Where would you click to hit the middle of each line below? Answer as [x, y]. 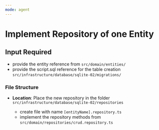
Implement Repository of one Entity [80, 34]
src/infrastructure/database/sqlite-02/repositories [68, 102]
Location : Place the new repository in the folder [61, 98]
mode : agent [17, 10]
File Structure [22, 87]
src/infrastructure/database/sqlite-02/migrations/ [67, 75]
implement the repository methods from [60, 117]
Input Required [28, 52]
